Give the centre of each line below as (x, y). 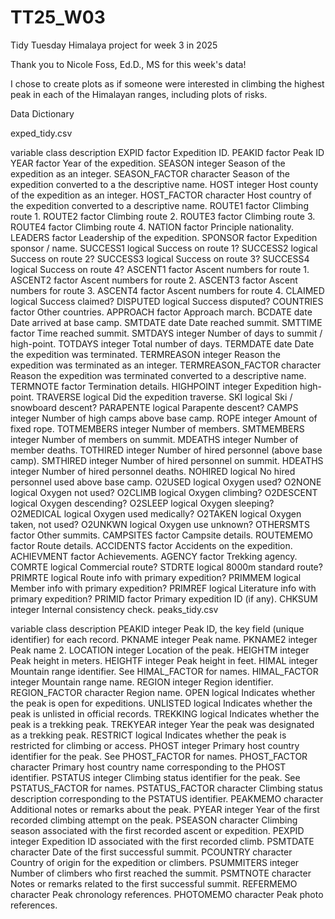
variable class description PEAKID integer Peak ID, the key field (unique (157, 628)
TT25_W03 (58, 17)
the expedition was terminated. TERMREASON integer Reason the (145, 354)
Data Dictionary (42, 113)
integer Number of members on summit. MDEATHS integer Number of (154, 439)
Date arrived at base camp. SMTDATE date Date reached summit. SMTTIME (166, 322)
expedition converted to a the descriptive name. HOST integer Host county (164, 184)
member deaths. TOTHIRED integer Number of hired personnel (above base (166, 450)
